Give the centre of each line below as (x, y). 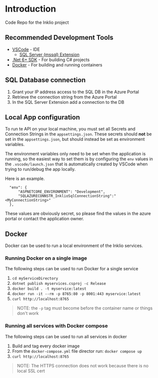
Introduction (31, 9)
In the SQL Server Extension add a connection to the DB (68, 102)
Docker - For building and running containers (57, 65)
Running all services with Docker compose (56, 326)
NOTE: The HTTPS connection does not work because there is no (83, 365)
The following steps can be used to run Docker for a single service (72, 269)
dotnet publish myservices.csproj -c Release (59, 284)
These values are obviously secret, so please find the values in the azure (78, 214)
